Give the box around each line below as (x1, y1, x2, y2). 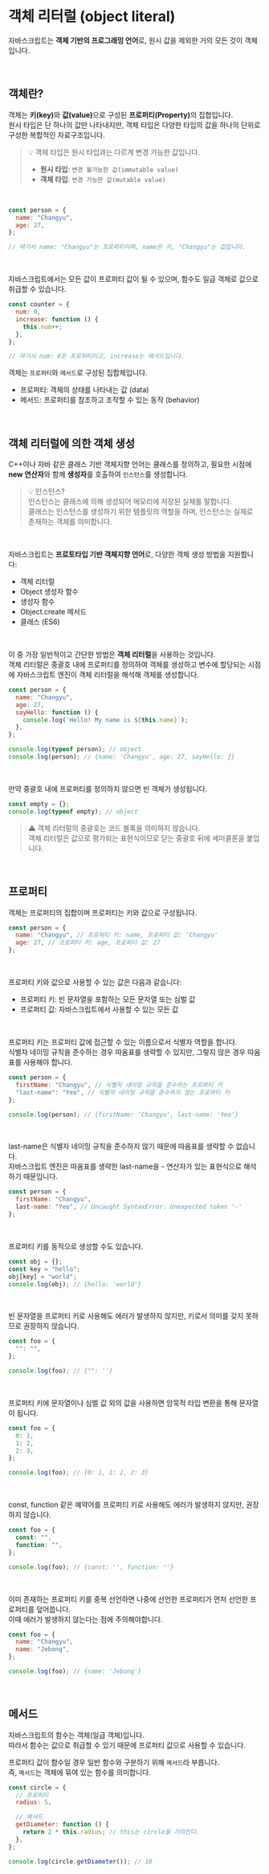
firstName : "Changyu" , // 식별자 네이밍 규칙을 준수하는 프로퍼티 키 (15, 1081, 223, 1089)
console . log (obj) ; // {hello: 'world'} (8, 1280, 142, 1289)
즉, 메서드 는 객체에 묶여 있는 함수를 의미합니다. (8, 1767, 151, 1777)
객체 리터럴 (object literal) (8, 7, 176, 26)
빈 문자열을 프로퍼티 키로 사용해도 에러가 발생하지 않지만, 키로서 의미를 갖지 (8, 1311, 244, 1321)
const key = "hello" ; (8, 1265, 81, 1273)
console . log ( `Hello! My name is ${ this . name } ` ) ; (22, 716, 189, 724)
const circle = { (8, 1783, 67, 1792)
